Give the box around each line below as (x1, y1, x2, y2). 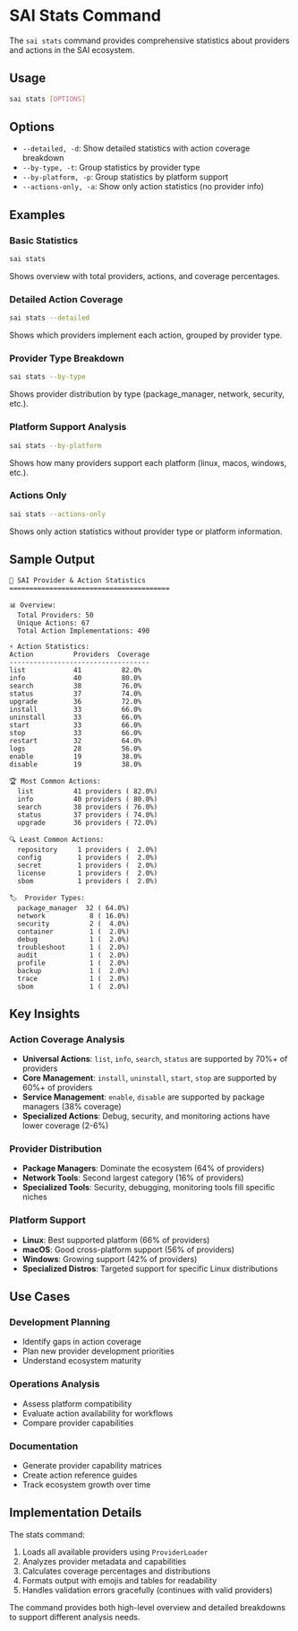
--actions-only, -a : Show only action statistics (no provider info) (21, 181, 264, 192)
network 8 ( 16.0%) (17, 911, 130, 920)
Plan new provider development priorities (21, 1346, 175, 1356)
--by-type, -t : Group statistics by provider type (21, 162, 200, 173)
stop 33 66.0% (9, 728, 142, 737)
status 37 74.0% (9, 688, 142, 698)
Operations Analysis (9, 1378, 100, 1390)
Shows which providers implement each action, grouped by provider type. (9, 329, 283, 341)
